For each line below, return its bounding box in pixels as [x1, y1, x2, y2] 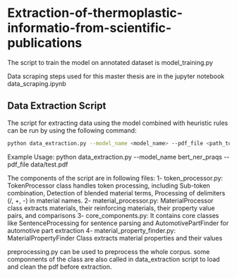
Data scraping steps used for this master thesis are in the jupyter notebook [7, 72, 225, 80]
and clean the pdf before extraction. [7, 262, 112, 271]
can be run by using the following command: [7, 126, 137, 135]
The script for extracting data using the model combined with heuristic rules [7, 119, 229, 127]
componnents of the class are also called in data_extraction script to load [7, 255, 220, 263]
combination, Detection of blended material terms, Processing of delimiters [7, 188, 226, 197]
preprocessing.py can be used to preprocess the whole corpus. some [7, 247, 210, 255]
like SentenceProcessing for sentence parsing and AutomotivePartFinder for [7, 219, 229, 227]
